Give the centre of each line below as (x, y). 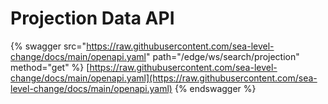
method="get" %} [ (50, 67)
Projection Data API (92, 18)
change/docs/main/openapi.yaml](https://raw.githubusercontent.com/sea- (164, 78)
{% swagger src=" (48, 46)
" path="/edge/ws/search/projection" (223, 56)
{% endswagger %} (215, 88)
